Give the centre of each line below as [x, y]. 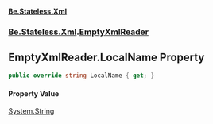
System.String [31, 111]
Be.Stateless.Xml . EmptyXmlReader [79, 32]
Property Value [34, 93]
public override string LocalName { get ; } [81, 76]
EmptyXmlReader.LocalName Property [106, 57]
